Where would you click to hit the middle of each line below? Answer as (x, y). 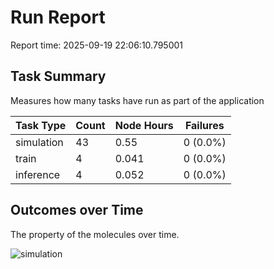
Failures (204, 125)
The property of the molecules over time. (95, 234)
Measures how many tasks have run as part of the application (137, 100)
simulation (39, 142)
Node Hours (144, 125)
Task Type (41, 125)
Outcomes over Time (77, 210)
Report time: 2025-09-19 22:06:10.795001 (97, 45)
